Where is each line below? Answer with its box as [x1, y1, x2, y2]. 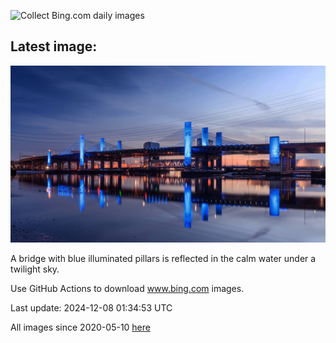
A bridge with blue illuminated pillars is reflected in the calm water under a [10, 253, 317, 265]
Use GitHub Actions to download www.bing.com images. [10, 283, 245, 295]
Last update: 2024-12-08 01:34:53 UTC [10, 302, 173, 314]
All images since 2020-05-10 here [10, 321, 151, 334]
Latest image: [10, 38, 98, 55]
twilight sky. [10, 263, 60, 275]
